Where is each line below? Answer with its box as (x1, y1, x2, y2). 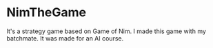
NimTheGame (6, 5, 87, 20)
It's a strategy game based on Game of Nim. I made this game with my (6, 27, 206, 35)
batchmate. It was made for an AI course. (6, 34, 124, 42)
